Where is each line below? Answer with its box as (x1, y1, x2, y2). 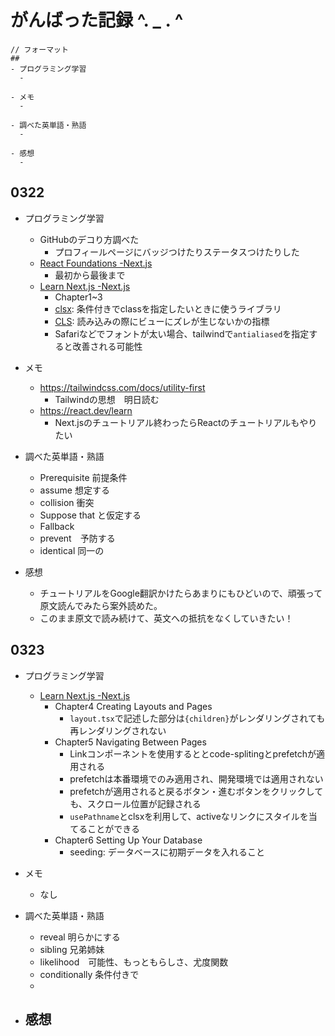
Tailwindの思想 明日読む (54, 393, 160, 405)
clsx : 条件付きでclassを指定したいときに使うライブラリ (54, 302, 282, 315)
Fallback (39, 520, 75, 532)
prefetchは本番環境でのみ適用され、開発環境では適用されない (69, 772, 324, 785)
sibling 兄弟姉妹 (39, 943, 105, 955)
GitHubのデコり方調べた (39, 233, 140, 245)
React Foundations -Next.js (39, 257, 153, 269)
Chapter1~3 (54, 291, 103, 303)
